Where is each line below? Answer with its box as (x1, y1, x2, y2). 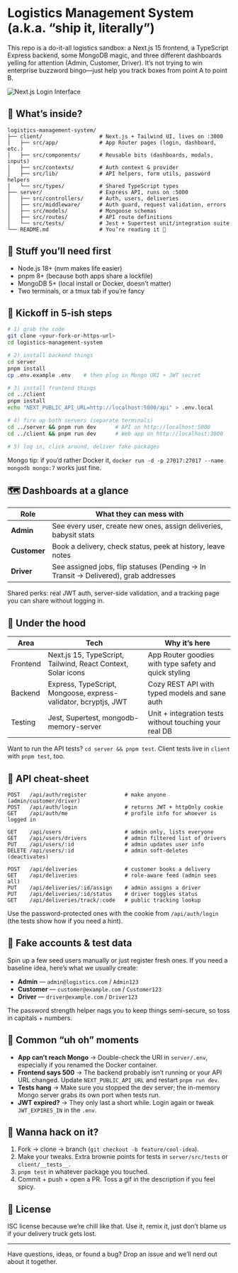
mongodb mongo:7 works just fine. (7, 463, 102, 472)
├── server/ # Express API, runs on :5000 (7, 189, 189, 196)
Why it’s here (164, 638, 211, 648)
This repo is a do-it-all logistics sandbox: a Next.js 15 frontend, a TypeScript (7, 43, 229, 52)
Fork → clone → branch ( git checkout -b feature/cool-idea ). (17, 1145, 200, 1153)
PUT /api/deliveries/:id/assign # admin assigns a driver (7, 884, 201, 891)
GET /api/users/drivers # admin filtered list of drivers (7, 834, 227, 841)
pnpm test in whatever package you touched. (17, 1167, 149, 1176)
